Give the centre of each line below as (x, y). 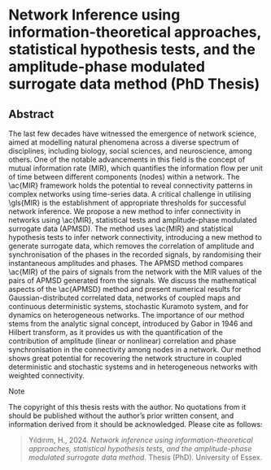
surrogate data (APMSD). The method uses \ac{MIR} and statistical (121, 228)
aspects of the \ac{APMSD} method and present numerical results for (125, 289)
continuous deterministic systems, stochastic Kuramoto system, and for (129, 306)
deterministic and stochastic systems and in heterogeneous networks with (133, 367)
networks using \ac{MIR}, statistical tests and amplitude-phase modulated (133, 220)
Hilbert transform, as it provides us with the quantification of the (116, 332)
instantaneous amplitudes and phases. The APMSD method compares (126, 263)
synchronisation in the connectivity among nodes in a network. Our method (135, 350)
